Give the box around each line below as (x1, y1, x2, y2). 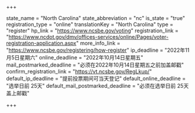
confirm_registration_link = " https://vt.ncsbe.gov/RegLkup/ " (6, 68, 152, 75)
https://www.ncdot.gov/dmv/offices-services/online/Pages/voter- (8, 34, 169, 40)
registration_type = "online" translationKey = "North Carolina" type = (6, 21, 174, 28)
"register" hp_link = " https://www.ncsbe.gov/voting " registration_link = (6, 27, 179, 34)
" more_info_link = (76, 39, 120, 46)
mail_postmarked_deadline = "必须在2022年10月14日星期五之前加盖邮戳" (6, 61, 184, 68)
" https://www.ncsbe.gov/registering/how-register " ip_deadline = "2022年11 (6, 46, 190, 54)
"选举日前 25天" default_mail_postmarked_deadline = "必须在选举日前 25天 (6, 82, 189, 89)
